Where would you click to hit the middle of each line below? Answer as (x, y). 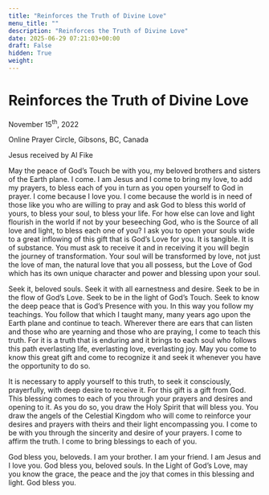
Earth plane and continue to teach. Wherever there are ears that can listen (130, 324)
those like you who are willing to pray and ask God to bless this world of (127, 205)
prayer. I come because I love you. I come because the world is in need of (130, 196)
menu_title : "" (34, 23)
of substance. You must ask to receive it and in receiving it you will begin (129, 248)
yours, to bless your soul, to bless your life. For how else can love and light (132, 213)
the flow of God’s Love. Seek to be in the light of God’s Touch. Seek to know (134, 298)
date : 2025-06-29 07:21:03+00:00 (64, 38)
